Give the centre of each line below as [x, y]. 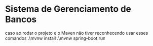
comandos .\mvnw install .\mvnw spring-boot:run [55, 38]
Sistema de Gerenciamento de [68, 9]
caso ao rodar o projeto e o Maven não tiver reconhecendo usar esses [76, 33]
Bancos [21, 19]
